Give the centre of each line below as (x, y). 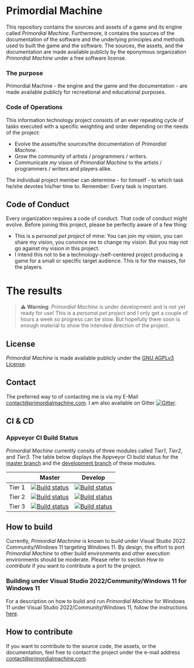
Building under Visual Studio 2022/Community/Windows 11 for (96, 581)
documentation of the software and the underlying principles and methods (95, 39)
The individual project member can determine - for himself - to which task (95, 180)
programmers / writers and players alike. (63, 168)
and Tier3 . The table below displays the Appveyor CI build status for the (92, 456)
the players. (29, 267)
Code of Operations (34, 108)
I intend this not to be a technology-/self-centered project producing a (99, 255)
